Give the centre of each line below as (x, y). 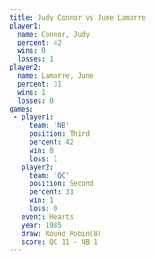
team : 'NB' (49, 126)
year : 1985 (42, 225)
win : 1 (41, 201)
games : (22, 109)
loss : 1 (43, 159)
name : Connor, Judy (54, 34)
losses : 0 (35, 101)
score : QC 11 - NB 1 (60, 242)
